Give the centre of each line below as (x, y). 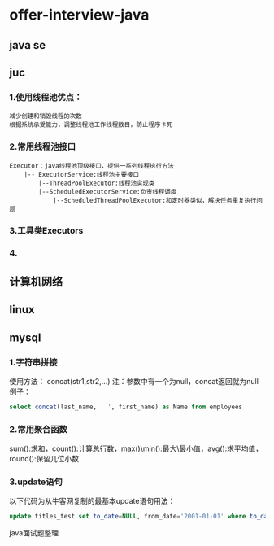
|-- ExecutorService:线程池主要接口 (82, 174)
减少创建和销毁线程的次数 (46, 116)
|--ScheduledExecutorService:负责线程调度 (108, 192)
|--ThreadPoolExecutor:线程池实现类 (97, 183)
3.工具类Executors (46, 231)
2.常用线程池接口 (43, 146)
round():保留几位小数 (44, 459)
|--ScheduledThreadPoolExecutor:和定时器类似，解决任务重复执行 (154, 200)
